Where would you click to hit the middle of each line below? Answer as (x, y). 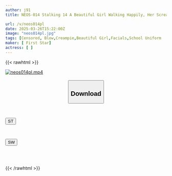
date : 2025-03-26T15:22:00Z (35, 29)
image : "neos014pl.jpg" (31, 34)
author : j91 (18, 10)
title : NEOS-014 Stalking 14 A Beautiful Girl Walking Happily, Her (80, 15)
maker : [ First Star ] (28, 43)
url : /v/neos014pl (25, 24)
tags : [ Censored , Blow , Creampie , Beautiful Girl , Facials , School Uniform (83, 38)
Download (86, 94)
